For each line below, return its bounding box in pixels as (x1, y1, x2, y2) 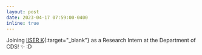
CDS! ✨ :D (6, 43, 32, 50)
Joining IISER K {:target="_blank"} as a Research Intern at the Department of (6, 37, 196, 44)
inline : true (6, 20, 39, 26)
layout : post (6, 8, 39, 15)
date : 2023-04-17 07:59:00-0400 (6, 15, 88, 21)
